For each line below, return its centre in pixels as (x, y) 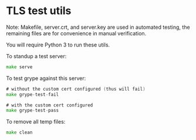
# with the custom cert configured (50, 105)
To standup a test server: (36, 56)
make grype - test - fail (33, 94)
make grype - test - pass (33, 111)
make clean (19, 133)
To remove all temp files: (36, 122)
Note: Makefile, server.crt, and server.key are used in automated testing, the (98, 27)
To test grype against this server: (46, 78)
